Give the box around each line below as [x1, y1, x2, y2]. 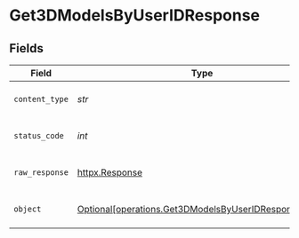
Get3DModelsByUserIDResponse [9, 5, 261, 26]
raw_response [13, 168, 69, 178]
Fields [9, 41, 44, 56]
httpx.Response [77, 166, 143, 178]
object [13, 204, 42, 214]
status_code [13, 131, 65, 140]
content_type [13, 94, 69, 104]
